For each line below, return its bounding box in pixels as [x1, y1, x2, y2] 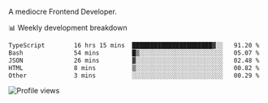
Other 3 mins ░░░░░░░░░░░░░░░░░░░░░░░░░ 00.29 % [8, 72, 260, 80]
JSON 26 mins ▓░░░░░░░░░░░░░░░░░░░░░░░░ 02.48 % [8, 56, 260, 64]
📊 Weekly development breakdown [8, 23, 128, 32]
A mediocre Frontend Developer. [8, 7, 118, 16]
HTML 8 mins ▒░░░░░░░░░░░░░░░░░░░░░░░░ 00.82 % [8, 64, 260, 72]
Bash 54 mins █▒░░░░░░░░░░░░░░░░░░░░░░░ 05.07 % [8, 48, 260, 57]
